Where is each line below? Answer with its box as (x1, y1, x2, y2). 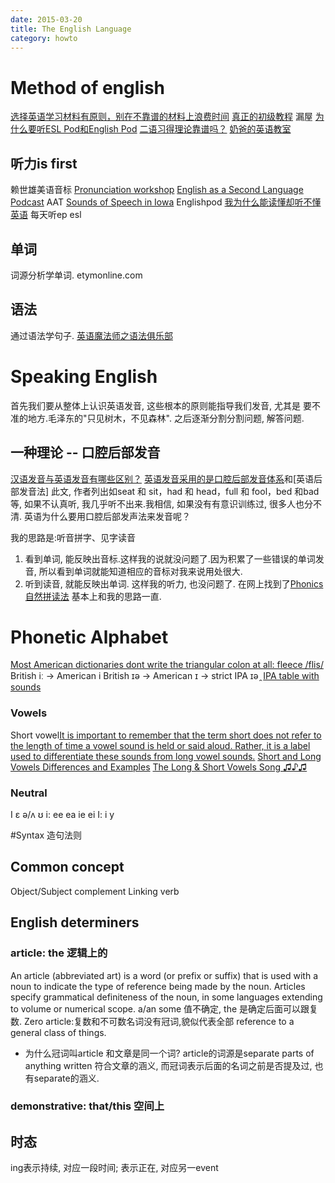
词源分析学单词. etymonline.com (10, 269, 143, 281)
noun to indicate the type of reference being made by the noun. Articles (10, 980, 306, 992)
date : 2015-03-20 (10, 14, 83, 25)
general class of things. (10, 1026, 107, 1038)
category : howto (10, 33, 78, 43)
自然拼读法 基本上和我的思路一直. (24, 590, 162, 602)
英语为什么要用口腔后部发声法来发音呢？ (23, 510, 191, 522)
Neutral (10, 786, 48, 800)
